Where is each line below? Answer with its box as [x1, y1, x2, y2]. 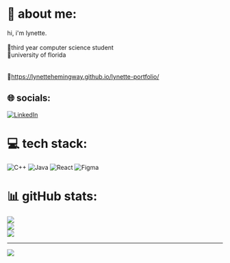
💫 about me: [7, 6, 77, 22]
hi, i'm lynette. [7, 29, 47, 37]
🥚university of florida [7, 51, 66, 59]
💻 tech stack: [7, 136, 88, 151]
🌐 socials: [7, 92, 51, 104]
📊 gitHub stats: [7, 188, 98, 204]
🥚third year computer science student [7, 43, 114, 51]
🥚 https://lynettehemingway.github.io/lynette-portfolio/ [7, 72, 159, 81]
